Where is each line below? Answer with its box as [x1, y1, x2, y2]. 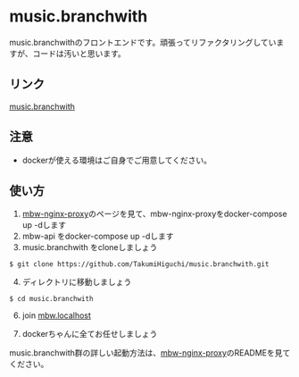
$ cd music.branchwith [9, 295, 94, 304]
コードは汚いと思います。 [32, 47, 127, 59]
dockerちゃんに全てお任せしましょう [21, 329, 158, 339]
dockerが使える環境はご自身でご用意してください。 [21, 155, 212, 165]
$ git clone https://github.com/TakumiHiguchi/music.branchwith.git [9, 260, 270, 269]
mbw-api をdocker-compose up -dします [21, 230, 174, 242]
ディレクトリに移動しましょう [21, 277, 132, 288]
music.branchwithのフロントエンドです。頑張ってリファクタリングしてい [9, 37, 277, 47]
